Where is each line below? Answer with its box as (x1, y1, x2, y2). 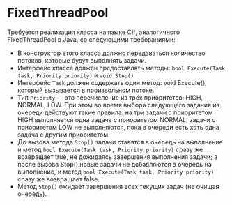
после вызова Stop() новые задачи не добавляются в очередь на (17, 160, 212, 168)
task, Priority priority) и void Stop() (17, 71, 134, 79)
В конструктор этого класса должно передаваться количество (17, 49, 206, 57)
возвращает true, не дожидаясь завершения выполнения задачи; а (17, 152, 218, 161)
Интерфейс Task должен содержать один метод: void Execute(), (17, 78, 207, 86)
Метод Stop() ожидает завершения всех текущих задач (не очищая (17, 182, 219, 190)
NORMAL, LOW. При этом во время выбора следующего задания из (17, 100, 219, 109)
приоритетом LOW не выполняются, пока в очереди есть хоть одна (17, 123, 219, 131)
